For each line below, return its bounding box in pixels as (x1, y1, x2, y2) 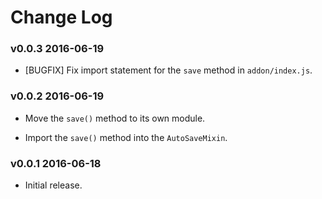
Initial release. (24, 179, 83, 191)
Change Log (10, 6, 113, 29)
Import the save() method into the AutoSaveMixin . (24, 131, 228, 143)
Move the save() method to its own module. (24, 112, 206, 124)
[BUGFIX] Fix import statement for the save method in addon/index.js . (24, 64, 313, 76)
